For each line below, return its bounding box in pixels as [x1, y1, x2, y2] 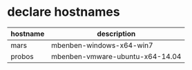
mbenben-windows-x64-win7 [50, 40, 153, 50]
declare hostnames [7, 4, 120, 20]
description [97, 29, 136, 38]
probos [10, 51, 34, 61]
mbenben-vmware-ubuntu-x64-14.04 [50, 51, 182, 61]
